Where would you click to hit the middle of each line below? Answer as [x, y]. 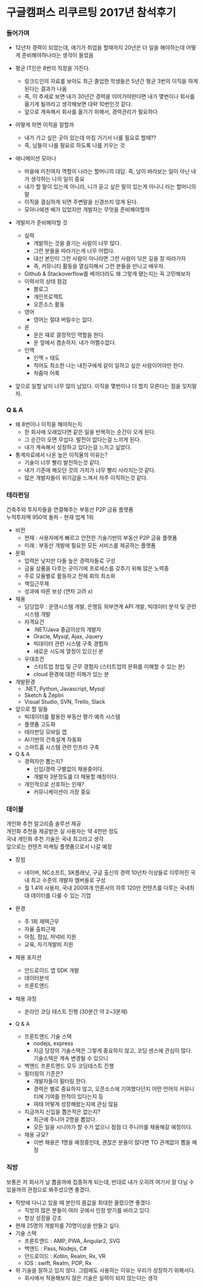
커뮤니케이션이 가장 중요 [62, 792]
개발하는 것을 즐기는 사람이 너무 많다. [77, 243]
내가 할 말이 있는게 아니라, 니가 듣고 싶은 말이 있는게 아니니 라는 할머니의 [110, 186]
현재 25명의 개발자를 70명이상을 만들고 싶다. [68, 1225]
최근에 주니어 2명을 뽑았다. [65, 1119]
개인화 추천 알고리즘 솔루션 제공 [44, 824]
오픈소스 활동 [49, 304]
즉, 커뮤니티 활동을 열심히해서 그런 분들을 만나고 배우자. [99, 266]
